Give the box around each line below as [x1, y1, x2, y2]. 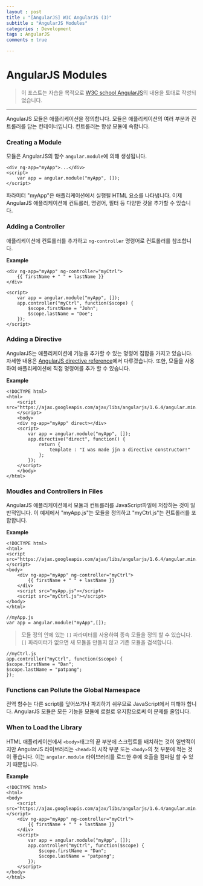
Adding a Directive [6, 335, 62, 343]
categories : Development [6, 25, 71, 32]
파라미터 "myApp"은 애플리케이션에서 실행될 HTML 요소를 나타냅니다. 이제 [6, 192, 182, 199]
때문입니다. [12, 760, 39, 768]
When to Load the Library [6, 723, 83, 732]
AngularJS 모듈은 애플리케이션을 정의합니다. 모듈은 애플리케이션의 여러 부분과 [6, 115, 190, 122]
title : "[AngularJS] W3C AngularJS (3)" [6, 15, 112, 21]
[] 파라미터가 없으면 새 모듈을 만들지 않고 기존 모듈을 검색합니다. [21, 639, 173, 646]
